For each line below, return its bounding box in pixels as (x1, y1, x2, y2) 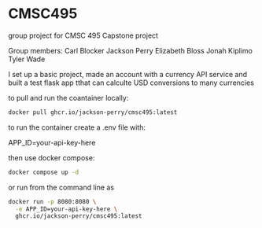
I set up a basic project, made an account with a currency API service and (8, 69, 248, 79)
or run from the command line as (8, 182, 115, 192)
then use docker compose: (8, 153, 95, 162)
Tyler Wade (8, 54, 46, 64)
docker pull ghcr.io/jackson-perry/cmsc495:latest (8, 108, 178, 116)
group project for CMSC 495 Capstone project (8, 31, 159, 40)
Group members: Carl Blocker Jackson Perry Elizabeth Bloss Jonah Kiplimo (8, 46, 253, 55)
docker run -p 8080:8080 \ (8, 197, 97, 205)
